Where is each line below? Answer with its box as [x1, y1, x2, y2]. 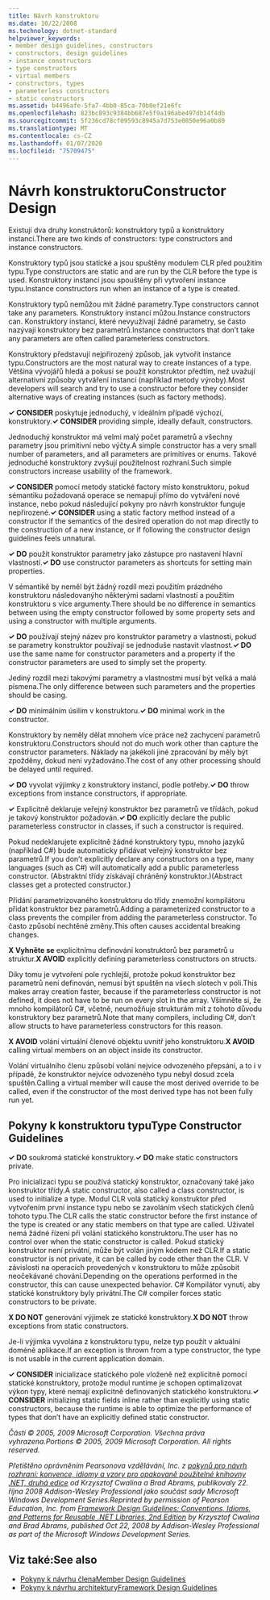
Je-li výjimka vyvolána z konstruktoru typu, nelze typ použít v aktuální [8, 1337, 241, 1347]
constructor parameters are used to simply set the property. [8, 658, 207, 667]
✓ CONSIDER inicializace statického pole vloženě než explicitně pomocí [8, 1369, 247, 1380]
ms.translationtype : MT [8, 124, 89, 132]
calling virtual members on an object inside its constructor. [8, 1046, 203, 1055]
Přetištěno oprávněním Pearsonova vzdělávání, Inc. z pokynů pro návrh [8, 1461, 247, 1471]
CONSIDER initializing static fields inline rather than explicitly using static [8, 1395, 250, 1405]
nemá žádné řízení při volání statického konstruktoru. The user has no [8, 1228, 239, 1239]
